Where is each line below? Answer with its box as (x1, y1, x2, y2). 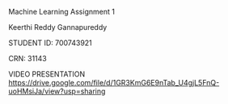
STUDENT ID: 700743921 (8, 38, 93, 48)
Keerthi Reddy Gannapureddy (8, 23, 108, 31)
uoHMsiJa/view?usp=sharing (8, 86, 106, 96)
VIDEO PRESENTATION (8, 69, 86, 79)
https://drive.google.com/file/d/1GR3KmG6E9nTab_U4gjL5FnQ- (8, 78, 220, 87)
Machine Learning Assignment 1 (8, 7, 116, 16)
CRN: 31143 (8, 54, 47, 63)
